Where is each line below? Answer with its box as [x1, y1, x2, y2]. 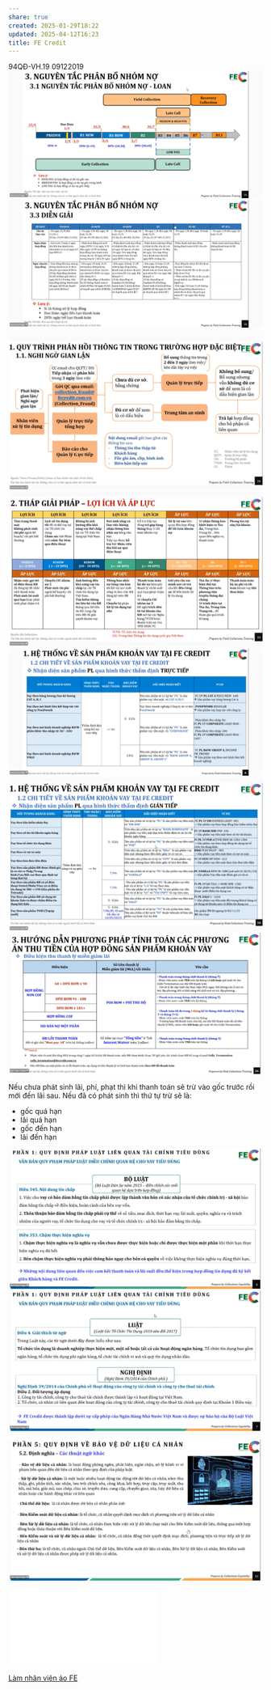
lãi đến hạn [19, 1132, 57, 1141]
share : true [8, 13, 48, 21]
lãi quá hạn [19, 1115, 57, 1125]
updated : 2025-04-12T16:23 [8, 30, 99, 38]
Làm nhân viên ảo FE [8, 1673, 78, 1683]
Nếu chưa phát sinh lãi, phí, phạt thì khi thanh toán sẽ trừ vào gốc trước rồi [8, 1082, 255, 1091]
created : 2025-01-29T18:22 [8, 21, 99, 30]
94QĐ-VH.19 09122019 [8, 61, 85, 72]
